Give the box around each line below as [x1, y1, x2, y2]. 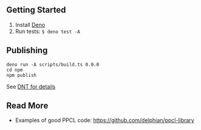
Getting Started [6, 5, 66, 15]
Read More [6, 101, 49, 111]
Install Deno [15, 21, 46, 28]
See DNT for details [6, 82, 56, 90]
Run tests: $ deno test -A [15, 27, 80, 35]
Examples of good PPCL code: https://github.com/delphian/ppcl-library [15, 117, 195, 124]
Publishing [6, 45, 48, 56]
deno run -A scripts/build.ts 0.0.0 [6, 61, 99, 68]
